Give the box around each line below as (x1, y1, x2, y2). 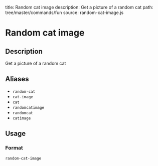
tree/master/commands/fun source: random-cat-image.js (5, 10, 124, 16)
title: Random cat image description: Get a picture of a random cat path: (5, 5, 153, 10)
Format (5, 144, 24, 151)
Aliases (5, 75, 29, 83)
